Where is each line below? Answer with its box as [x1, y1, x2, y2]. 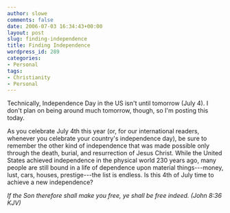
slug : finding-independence [7, 36, 88, 43]
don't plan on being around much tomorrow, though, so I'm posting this [7, 106, 209, 115]
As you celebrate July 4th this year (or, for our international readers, [7, 127, 200, 135]
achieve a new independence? [7, 178, 94, 186]
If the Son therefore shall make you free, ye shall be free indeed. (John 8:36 [7, 192, 222, 200]
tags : [7, 67, 23, 74]
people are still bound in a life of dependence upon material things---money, [7, 164, 224, 172]
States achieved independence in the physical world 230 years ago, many [7, 156, 216, 165]
